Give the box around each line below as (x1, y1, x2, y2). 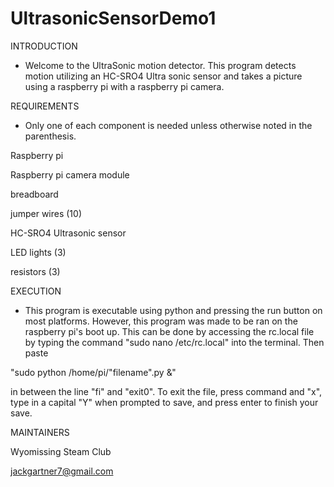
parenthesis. (24, 130, 77, 142)
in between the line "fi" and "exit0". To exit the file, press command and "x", (10, 385, 323, 397)
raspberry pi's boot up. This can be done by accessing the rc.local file (24, 325, 315, 337)
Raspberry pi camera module (10, 168, 130, 181)
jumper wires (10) (10, 207, 82, 219)
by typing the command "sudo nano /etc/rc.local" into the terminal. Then (24, 336, 325, 348)
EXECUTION (10, 285, 62, 297)
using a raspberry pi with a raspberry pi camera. (24, 80, 225, 92)
